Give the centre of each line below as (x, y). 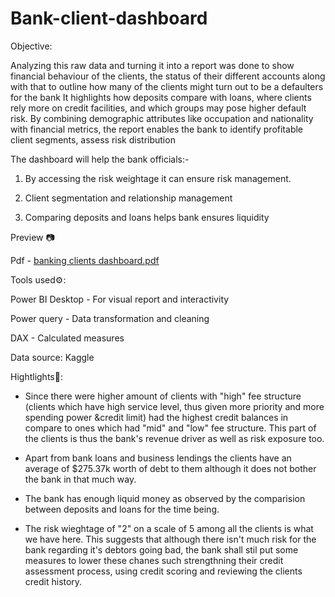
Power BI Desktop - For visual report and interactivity (120, 299)
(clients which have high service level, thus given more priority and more (174, 406)
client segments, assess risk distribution (93, 139)
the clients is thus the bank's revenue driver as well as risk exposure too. (174, 438)
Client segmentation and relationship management (128, 198)
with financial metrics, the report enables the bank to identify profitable (157, 129)
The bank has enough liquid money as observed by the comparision (165, 498)
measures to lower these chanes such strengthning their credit (154, 560)
